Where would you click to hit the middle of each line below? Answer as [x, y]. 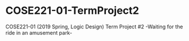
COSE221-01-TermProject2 [72, 11]
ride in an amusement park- [39, 32]
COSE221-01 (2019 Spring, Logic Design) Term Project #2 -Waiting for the [94, 27]
